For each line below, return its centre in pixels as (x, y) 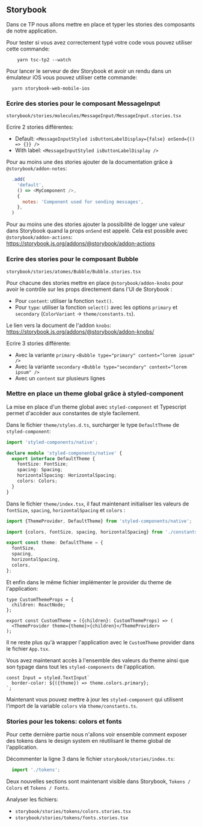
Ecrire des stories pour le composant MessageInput (83, 103)
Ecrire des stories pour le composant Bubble (72, 259)
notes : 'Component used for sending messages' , (83, 202)
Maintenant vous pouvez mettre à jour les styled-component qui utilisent (95, 699)
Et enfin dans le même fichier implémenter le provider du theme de (89, 582)
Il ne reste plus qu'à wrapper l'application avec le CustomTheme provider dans (100, 642)
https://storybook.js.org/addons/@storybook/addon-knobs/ (80, 331)
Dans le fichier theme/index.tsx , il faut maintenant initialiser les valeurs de (98, 504)
